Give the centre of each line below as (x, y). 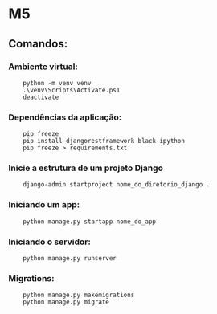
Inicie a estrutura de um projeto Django (86, 168)
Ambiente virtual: (43, 67)
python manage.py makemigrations (79, 295)
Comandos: (38, 44)
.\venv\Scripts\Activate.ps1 (72, 90)
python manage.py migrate (66, 302)
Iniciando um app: (44, 205)
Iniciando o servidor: (49, 242)
